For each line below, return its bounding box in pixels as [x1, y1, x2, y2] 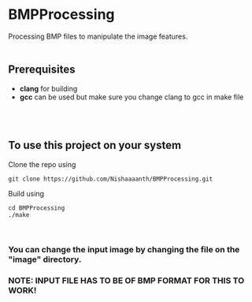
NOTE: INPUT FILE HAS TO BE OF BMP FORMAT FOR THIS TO [8, 275, 245, 286]
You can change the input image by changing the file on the [8, 244, 240, 255]
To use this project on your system [8, 139, 182, 152]
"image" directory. [8, 254, 82, 265]
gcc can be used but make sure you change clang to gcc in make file [19, 92, 244, 102]
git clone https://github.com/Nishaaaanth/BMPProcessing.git [8, 175, 213, 183]
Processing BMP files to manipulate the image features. [8, 32, 188, 41]
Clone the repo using [8, 159, 76, 169]
